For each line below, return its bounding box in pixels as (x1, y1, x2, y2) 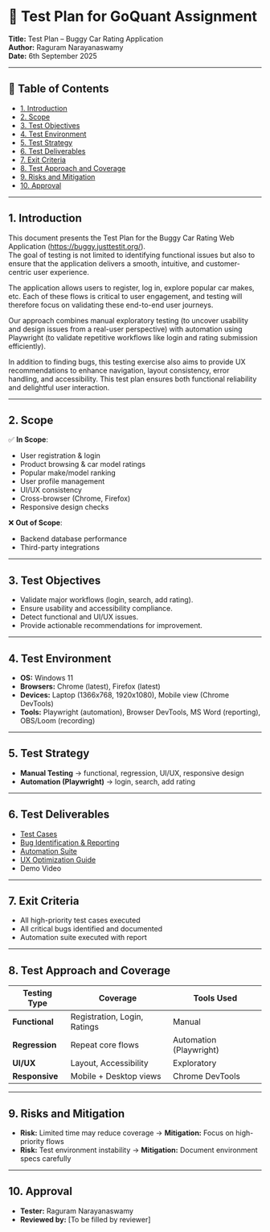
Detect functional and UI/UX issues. (19, 612, 139, 622)
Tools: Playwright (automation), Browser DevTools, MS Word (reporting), (19, 707, 261, 717)
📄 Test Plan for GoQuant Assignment (8, 7, 258, 26)
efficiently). (8, 341, 47, 351)
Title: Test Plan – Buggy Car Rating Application (8, 34, 163, 44)
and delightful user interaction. (8, 382, 110, 392)
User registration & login (19, 451, 100, 460)
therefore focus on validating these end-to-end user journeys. (8, 300, 214, 310)
